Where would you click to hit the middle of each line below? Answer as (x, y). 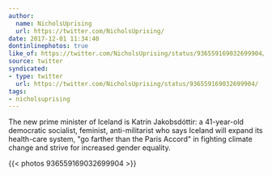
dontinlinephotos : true (49, 46)
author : (21, 16)
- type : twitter (36, 76)
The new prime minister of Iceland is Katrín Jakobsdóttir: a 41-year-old (126, 122)
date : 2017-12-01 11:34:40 (54, 39)
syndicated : (28, 69)
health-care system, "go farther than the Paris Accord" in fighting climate (130, 140)
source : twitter (36, 62)
